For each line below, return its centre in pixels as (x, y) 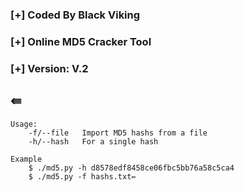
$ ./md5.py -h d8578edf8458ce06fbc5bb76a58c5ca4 (131, 168)
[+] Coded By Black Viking (75, 15)
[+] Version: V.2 (49, 68)
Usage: (24, 124)
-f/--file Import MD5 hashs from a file (118, 133)
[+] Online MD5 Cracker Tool (81, 41)
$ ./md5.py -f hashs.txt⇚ (82, 176)
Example (26, 159)
